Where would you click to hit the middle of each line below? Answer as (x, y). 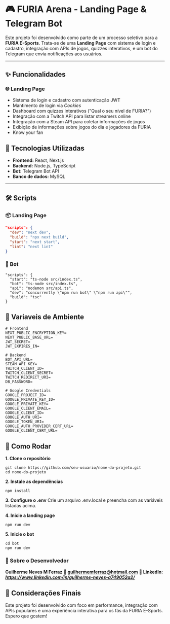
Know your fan (28, 132)
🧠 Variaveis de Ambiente (45, 317)
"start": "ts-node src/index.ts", (46, 279)
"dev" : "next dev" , (30, 232)
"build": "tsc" (26, 297)
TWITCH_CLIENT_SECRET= (29, 373)
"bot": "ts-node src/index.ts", (44, 284)
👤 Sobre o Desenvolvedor (37, 561)
